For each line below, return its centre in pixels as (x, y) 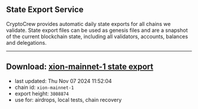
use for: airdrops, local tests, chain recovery (68, 100)
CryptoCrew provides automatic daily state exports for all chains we (88, 24)
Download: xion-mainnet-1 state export (80, 67)
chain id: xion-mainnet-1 (44, 87)
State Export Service (45, 10)
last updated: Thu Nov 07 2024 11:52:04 (63, 81)
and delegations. (27, 42)
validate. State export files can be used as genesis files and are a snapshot (97, 30)
